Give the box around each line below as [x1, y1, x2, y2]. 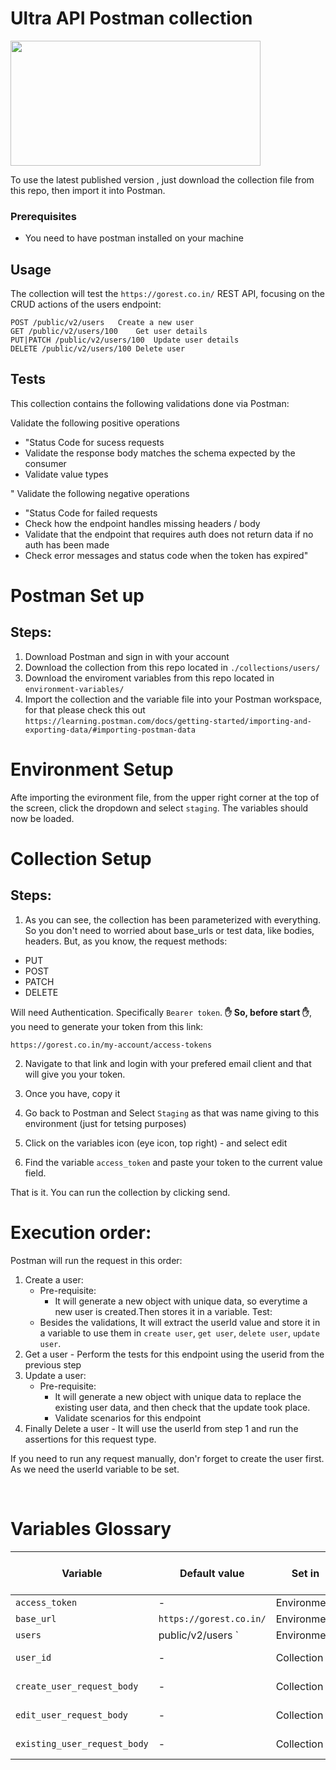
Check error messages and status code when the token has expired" [24, 549, 309, 561]
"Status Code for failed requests [24, 507, 158, 519]
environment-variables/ [24, 684, 125, 694]
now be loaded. [10, 812, 75, 824]
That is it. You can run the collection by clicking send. [10, 1186, 231, 1198]
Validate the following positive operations [10, 417, 180, 429]
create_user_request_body [15, 1680, 139, 1692]
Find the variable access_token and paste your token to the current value [24, 1156, 323, 1168]
